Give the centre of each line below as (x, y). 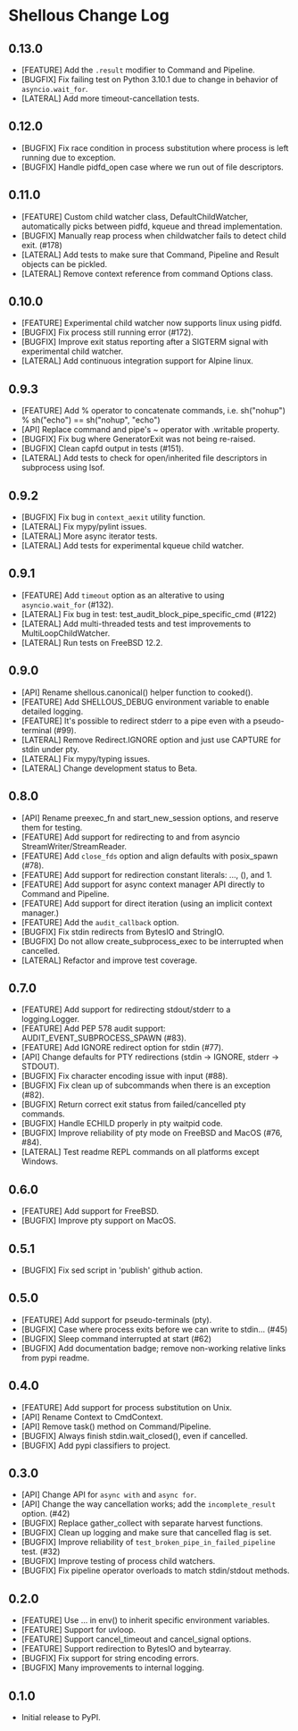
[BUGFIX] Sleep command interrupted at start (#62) (116, 1338)
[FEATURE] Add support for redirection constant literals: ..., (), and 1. (147, 874)
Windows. (40, 1161)
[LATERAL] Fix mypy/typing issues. (86, 758)
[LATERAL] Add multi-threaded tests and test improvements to (136, 623)
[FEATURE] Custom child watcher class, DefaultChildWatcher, (135, 216)
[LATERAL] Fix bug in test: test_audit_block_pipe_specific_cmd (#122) (149, 614)
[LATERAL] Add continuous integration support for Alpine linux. (137, 361)
